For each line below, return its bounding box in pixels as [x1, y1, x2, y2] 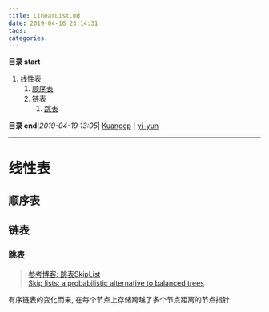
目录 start [8, 57, 41, 66]
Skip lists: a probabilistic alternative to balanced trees [27, 278, 204, 288]
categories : [8, 34, 48, 42]
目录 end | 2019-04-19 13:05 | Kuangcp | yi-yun [8, 121, 159, 130]
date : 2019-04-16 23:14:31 [8, 19, 98, 27]
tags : [8, 26, 26, 34]
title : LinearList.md [8, 11, 81, 20]
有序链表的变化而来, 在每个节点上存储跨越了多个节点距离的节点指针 [8, 294, 230, 304]
